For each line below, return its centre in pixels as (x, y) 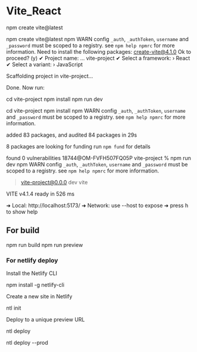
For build (23, 231)
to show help (22, 211)
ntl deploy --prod (27, 343)
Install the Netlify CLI (32, 273)
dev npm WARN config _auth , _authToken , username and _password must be (97, 164)
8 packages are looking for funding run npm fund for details (78, 146)
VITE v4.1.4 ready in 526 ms (40, 194)
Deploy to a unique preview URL (46, 320)
